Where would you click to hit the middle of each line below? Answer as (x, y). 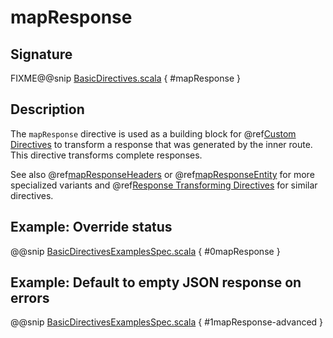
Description (47, 109)
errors (30, 298)
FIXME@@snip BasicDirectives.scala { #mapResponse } (125, 78)
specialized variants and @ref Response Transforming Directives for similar (164, 185)
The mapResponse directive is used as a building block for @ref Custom (153, 133)
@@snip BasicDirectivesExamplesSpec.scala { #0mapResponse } (145, 251)
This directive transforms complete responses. (106, 155)
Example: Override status (91, 227)
